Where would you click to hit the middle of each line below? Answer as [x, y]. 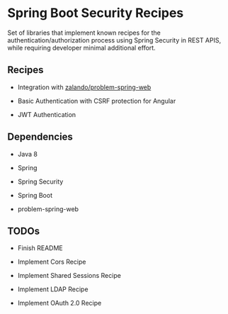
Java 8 [27, 154]
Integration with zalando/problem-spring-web [84, 87]
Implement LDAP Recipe [53, 289]
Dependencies [40, 137]
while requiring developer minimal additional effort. [81, 47]
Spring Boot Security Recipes [96, 13]
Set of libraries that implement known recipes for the [84, 33]
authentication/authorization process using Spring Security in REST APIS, [114, 40]
